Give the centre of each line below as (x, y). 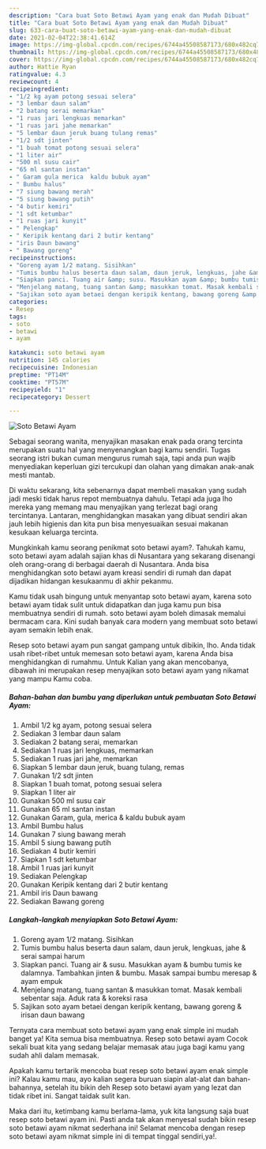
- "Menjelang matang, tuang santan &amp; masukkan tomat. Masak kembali (131, 287)
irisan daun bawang (52, 1015)
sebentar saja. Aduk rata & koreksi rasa (84, 998)
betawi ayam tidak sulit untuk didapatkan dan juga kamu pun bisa (115, 605)
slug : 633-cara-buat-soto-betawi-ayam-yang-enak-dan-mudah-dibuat (120, 30)
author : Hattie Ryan (43, 67)
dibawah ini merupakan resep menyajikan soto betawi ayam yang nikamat (129, 670)
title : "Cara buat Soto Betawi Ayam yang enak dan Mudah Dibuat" (118, 23)
